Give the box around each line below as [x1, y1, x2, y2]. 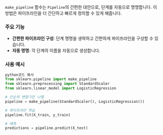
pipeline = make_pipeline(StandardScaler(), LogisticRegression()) [5, 99, 145, 104]
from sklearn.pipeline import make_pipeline [5, 77, 97, 82]
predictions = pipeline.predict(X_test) [5, 126, 89, 131]
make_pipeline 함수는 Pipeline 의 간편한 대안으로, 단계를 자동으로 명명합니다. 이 [5, 4, 157, 10]
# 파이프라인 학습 [5, 108, 36, 113]
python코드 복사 [5, 72, 34, 77]
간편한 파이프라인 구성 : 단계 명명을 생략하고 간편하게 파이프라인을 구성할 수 [12, 35, 154, 41]
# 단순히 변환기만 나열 [5, 95, 44, 100]
